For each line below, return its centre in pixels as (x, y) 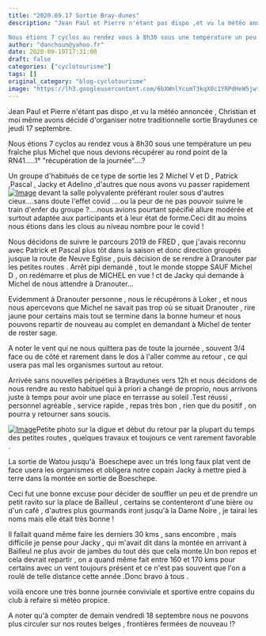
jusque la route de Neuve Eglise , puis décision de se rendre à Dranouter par (133, 258)
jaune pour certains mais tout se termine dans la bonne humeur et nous (125, 316)
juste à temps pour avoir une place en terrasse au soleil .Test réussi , (120, 397)
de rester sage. (33, 333)
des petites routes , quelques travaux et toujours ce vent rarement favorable (132, 437)
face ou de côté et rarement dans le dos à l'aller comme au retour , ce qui (128, 356)
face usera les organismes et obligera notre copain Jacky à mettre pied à (127, 470)
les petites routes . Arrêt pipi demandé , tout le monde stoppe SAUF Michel (130, 267)
